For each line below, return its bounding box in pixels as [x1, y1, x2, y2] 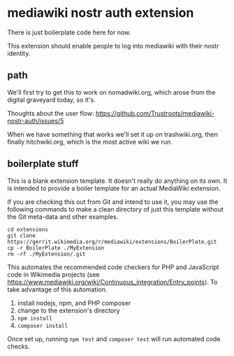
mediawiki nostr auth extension [7, 5, 194, 21]
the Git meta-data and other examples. [7, 212, 119, 221]
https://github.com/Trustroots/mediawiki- [95, 109, 215, 117]
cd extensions [7, 226, 49, 233]
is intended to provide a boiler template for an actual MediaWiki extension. [7, 184, 221, 192]
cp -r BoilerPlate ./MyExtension [7, 244, 105, 252]
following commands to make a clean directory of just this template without [7, 205, 224, 213]
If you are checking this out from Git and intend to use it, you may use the [7, 198, 219, 206]
